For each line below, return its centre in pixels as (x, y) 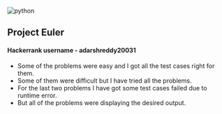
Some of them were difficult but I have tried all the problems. (104, 81)
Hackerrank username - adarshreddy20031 (72, 50)
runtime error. (37, 95)
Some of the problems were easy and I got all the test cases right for (116, 65)
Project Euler (36, 32)
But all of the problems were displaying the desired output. (102, 103)
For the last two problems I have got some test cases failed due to (112, 88)
